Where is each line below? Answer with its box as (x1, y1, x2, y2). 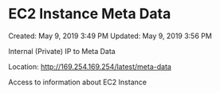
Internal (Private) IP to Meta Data (8, 46, 116, 56)
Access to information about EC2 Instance (8, 77, 147, 87)
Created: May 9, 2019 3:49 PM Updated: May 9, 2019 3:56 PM (8, 31, 213, 41)
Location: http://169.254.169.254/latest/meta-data (8, 61, 171, 72)
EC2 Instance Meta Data (8, 5, 171, 23)
